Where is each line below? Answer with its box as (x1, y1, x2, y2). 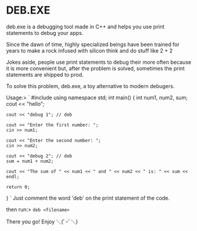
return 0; (6, 184, 31, 190)
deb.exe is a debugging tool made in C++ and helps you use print (6, 23, 165, 30)
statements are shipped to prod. (6, 71, 84, 78)
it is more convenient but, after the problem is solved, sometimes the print (6, 64, 185, 71)
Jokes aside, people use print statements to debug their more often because (6, 58, 192, 66)
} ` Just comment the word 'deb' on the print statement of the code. (6, 194, 170, 201)
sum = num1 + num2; (6, 158, 54, 164)
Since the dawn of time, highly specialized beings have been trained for (6, 41, 180, 48)
